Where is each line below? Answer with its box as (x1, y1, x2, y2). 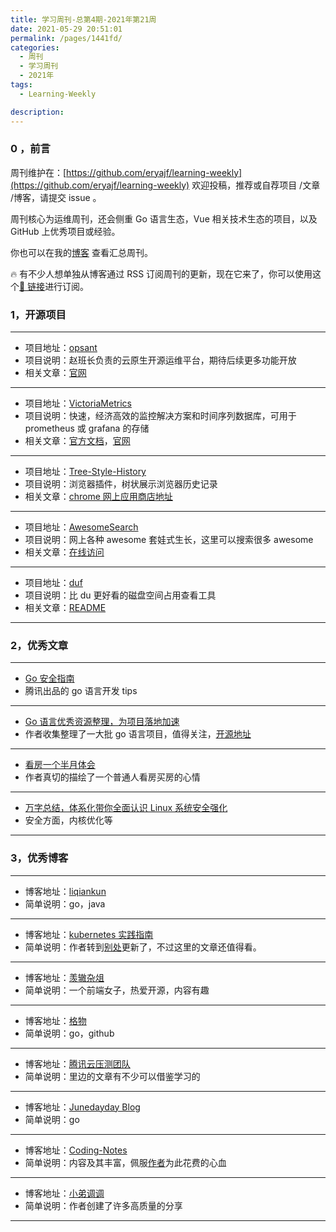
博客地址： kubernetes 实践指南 (24, 928, 154, 940)
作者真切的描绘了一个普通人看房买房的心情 (24, 771, 201, 783)
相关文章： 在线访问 (24, 546, 105, 558)
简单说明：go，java (24, 897, 106, 910)
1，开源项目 (10, 307, 67, 321)
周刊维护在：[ (10, 166, 67, 178)
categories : (10, 42, 60, 53)
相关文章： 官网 (24, 367, 87, 379)
